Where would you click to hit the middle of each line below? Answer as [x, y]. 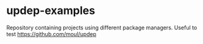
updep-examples [51, 11]
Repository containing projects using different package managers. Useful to [102, 28]
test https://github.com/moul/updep [51, 34]
